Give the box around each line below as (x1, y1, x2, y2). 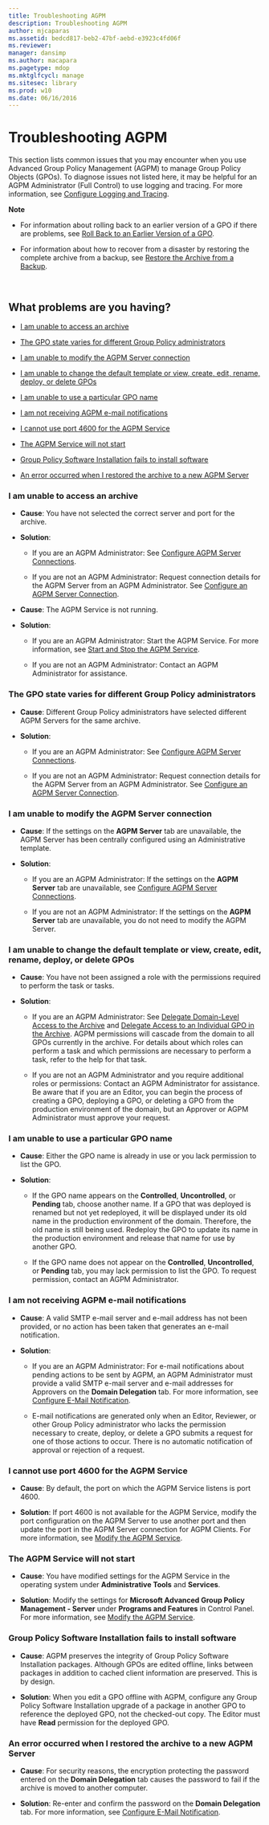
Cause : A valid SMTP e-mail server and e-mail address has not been (19, 1313, 247, 1322)
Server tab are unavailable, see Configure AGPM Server (31, 883, 218, 892)
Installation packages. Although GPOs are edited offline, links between (19, 1660, 254, 1669)
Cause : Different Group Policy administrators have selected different (19, 707, 247, 717)
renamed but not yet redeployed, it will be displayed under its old (31, 1208, 247, 1218)
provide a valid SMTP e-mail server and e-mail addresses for (31, 1378, 234, 1388)
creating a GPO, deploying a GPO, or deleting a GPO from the (31, 1096, 234, 1105)
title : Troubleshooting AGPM (8, 11, 106, 20)
